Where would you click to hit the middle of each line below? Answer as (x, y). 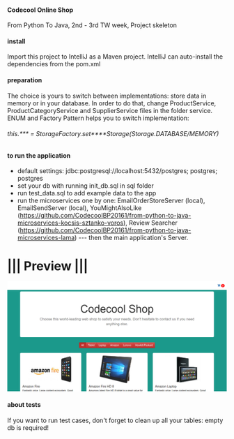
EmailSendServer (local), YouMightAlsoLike (79, 208)
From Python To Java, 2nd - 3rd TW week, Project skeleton (92, 25)
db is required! (28, 428)
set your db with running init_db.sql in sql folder (86, 186)
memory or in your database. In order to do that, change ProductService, (112, 103)
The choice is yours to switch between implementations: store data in (107, 96)
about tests (24, 405)
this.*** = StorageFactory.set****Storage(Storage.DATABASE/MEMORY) (113, 134)
